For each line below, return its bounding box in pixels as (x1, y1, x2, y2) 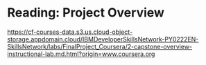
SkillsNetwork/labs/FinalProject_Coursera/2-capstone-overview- (7, 42, 193, 50)
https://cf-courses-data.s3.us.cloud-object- (7, 28, 133, 36)
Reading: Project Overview (7, 5, 165, 21)
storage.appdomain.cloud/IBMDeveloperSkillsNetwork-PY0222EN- (7, 35, 199, 43)
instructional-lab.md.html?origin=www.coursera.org (7, 50, 155, 58)
